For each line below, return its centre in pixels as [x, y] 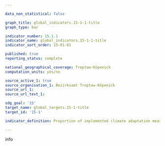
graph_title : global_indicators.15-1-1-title [52, 22]
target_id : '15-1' [24, 112]
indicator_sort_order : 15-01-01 [38, 45]
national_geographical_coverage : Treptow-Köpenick [58, 67]
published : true [22, 54]
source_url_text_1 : [25, 94]
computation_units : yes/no [33, 72]
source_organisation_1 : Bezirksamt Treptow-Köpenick [60, 85]
